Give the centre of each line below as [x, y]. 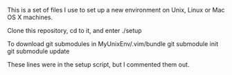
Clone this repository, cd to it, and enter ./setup [74, 31]
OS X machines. [30, 17]
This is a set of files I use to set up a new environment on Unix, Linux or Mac [116, 10]
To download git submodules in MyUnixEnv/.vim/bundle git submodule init [113, 44]
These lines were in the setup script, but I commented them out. [98, 64]
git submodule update [38, 51]
